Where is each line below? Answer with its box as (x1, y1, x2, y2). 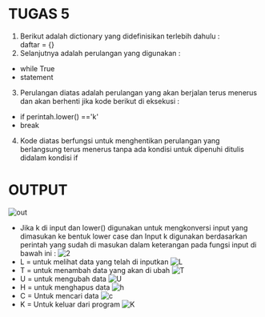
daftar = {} (19, 39, 54, 49)
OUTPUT (8, 181, 68, 199)
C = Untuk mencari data (19, 291, 99, 300)
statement (19, 72, 54, 82)
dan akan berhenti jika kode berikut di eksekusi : (19, 96, 180, 106)
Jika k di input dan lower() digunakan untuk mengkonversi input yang (19, 223, 248, 232)
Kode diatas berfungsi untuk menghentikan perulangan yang (19, 135, 220, 145)
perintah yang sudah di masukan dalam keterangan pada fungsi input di (19, 239, 257, 249)
